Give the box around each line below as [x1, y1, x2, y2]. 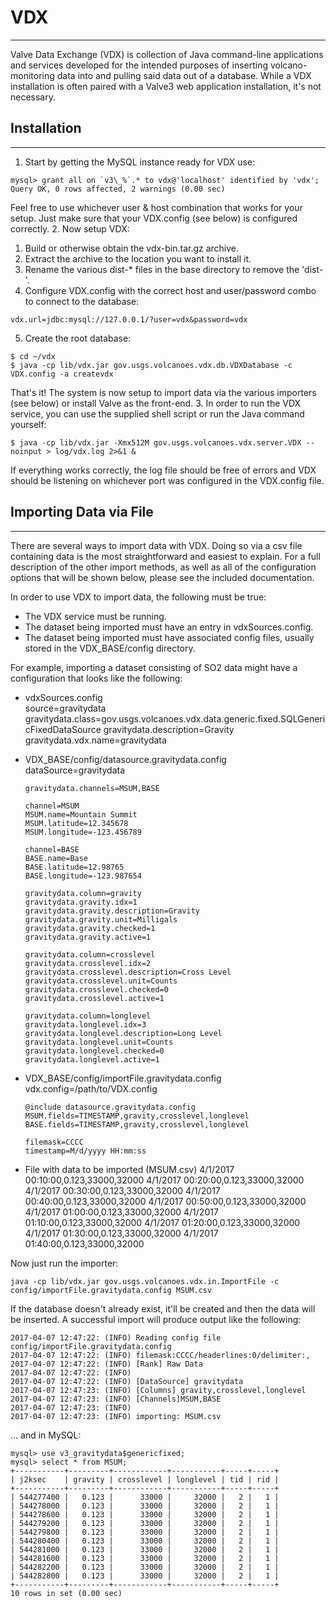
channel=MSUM [24, 801, 80, 811]
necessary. [10, 91, 57, 103]
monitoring [10, 69, 55, 81]
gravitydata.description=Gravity [103, 723, 235, 735]
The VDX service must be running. [24, 610, 167, 622]
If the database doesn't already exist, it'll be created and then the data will [10, 1302, 316, 1315]
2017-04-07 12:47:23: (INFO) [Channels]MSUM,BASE [10, 1394, 222, 1404]
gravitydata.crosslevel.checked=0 [24, 984, 169, 995]
